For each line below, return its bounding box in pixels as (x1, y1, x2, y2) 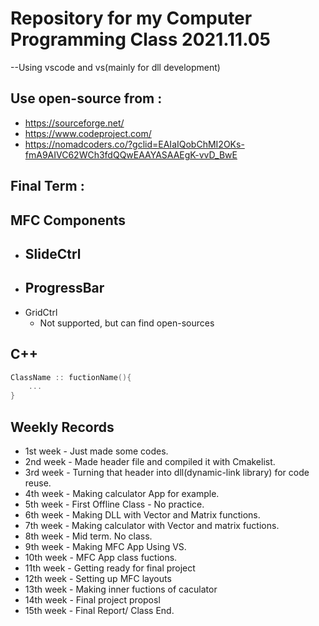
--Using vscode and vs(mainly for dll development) (10, 61, 221, 73)
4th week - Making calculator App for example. (24, 487, 220, 499)
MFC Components (10, 212, 127, 229)
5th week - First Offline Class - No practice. (24, 498, 205, 510)
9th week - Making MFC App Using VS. (24, 540, 187, 552)
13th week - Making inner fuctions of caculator (24, 583, 218, 595)
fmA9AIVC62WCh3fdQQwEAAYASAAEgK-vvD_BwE (24, 148, 238, 161)
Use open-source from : (10, 90, 163, 107)
